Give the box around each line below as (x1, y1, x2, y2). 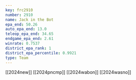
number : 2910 (5, 12, 33, 17)
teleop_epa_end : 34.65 (5, 31, 54, 36)
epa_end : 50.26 (5, 22, 38, 27)
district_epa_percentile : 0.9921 (5, 50, 77, 55)
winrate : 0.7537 (5, 41, 40, 46)
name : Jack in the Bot (5, 17, 54, 22)
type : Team (5, 55, 29, 61)
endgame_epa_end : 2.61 (5, 36, 54, 42)
